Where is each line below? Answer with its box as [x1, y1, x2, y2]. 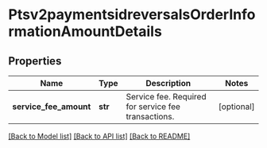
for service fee [126, 101, 181, 112]
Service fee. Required [126, 92, 207, 102]
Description [145, 78, 192, 88]
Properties [8, 54, 62, 68]
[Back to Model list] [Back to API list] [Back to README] [8, 131, 191, 141]
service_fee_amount [12, 101, 91, 112]
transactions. [126, 111, 175, 122]
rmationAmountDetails [8, 22, 163, 41]
